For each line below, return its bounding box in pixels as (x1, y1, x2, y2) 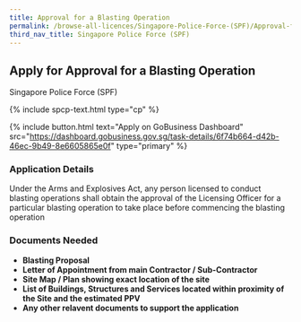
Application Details (9, 163, 94, 176)
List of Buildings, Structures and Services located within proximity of (21, 283, 285, 294)
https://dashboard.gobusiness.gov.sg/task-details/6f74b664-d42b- (30, 131, 279, 142)
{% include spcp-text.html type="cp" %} (9, 104, 159, 115)
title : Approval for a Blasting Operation (9, 13, 170, 22)
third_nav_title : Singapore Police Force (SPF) (9, 30, 191, 39)
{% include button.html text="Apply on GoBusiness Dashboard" (9, 122, 244, 133)
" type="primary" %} (110, 141, 188, 152)
